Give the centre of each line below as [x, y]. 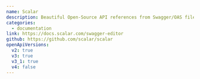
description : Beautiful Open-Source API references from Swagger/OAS [94, 17]
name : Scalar [22, 12]
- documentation [32, 28]
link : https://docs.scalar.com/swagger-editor [65, 34]
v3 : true [22, 56]
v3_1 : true [25, 61]
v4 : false [24, 67]
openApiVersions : [28, 45]
